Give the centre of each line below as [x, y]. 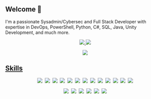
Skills [14, 68]
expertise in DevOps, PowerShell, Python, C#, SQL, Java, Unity [71, 27]
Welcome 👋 [24, 9]
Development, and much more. [37, 32]
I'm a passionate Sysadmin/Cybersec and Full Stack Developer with [76, 21]
